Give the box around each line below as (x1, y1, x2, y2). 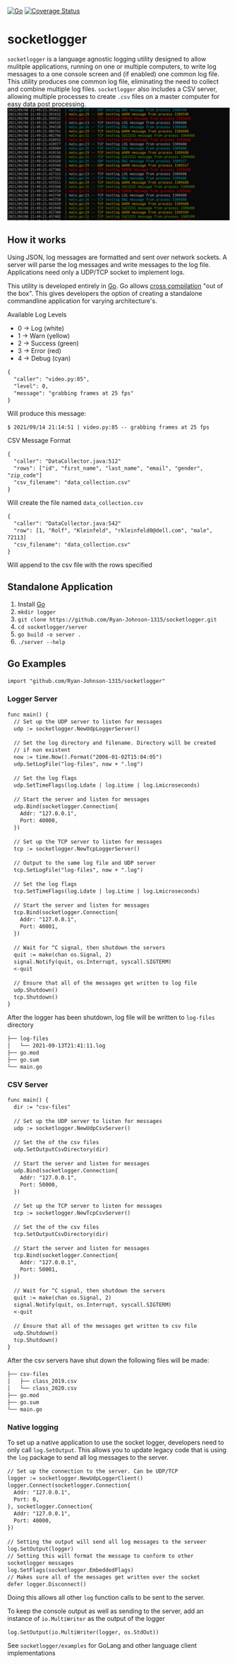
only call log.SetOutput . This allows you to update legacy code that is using (7, 1446, 227, 1454)
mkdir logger (17, 608, 56, 616)
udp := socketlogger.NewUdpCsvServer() (13, 1124, 131, 1131)
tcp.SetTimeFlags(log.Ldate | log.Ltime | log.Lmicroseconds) (13, 887, 200, 895)
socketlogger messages (7, 1559, 74, 1567)
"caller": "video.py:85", (13, 375, 90, 383)
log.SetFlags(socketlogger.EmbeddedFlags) (7, 1567, 134, 1574)
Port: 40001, (20, 922, 59, 930)
